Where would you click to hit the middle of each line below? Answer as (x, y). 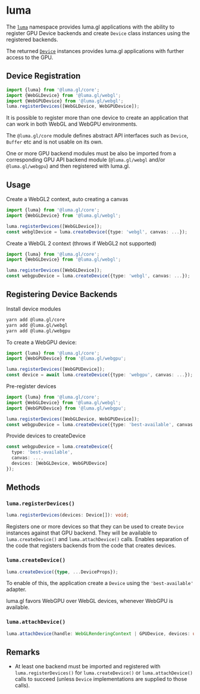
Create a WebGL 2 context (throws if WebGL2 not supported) (81, 243)
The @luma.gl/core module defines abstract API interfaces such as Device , (97, 136)
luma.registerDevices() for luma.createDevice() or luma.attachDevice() (104, 673)
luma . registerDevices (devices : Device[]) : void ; (68, 515)
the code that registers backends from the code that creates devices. (91, 546)
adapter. (16, 589)
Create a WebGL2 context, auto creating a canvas (67, 199)
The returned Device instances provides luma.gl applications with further (95, 51)
